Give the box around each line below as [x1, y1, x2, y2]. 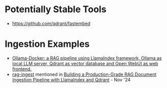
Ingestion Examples [5, 38, 90, 50]
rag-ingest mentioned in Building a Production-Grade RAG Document [12, 71, 157, 77]
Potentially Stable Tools [5, 4, 107, 15]
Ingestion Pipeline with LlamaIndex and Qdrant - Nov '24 [12, 76, 130, 82]
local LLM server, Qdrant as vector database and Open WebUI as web [12, 60, 158, 67]
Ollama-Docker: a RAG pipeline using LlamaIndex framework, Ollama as [12, 55, 162, 61]
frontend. [12, 66, 32, 72]
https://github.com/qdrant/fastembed [12, 20, 91, 26]
